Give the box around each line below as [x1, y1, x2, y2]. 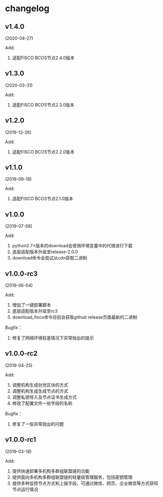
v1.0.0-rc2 [5, 349, 38, 358]
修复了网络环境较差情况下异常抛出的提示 [12, 335, 94, 341]
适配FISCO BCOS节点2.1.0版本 [12, 196, 73, 202]
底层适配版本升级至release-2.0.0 [12, 249, 78, 255]
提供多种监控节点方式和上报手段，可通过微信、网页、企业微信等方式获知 [12, 480, 158, 486]
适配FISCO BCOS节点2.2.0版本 [12, 149, 75, 154]
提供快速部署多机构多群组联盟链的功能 [12, 468, 90, 474]
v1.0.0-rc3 [5, 269, 38, 278]
